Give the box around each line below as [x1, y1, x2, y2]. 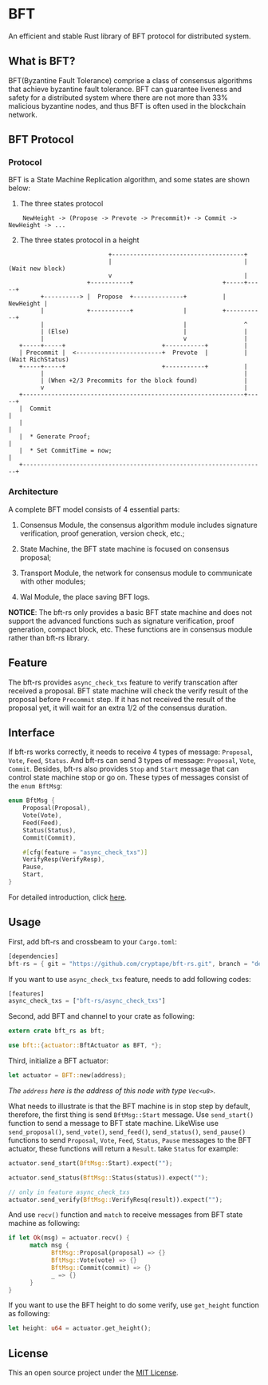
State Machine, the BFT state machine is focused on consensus [19, 544, 230, 553]
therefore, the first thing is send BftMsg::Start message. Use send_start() [8, 1109, 254, 1120]
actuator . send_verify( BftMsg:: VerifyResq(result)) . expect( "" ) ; [8, 1195, 223, 1203]
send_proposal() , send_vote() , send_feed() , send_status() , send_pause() [8, 1127, 246, 1136]
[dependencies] [8, 952, 59, 960]
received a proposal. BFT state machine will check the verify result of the [8, 685, 249, 696]
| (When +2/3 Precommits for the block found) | [40, 377, 248, 385]
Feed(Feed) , [22, 819, 62, 827]
